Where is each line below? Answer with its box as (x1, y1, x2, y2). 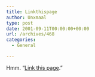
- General (11, 43, 36, 49)
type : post (6, 20, 33, 26)
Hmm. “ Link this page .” (6, 64, 63, 71)
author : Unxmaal (6, 14, 47, 20)
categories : (6, 37, 36, 43)
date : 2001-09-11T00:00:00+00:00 (6, 25, 90, 32)
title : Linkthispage (6, 8, 58, 15)
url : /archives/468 (6, 31, 55, 37)
